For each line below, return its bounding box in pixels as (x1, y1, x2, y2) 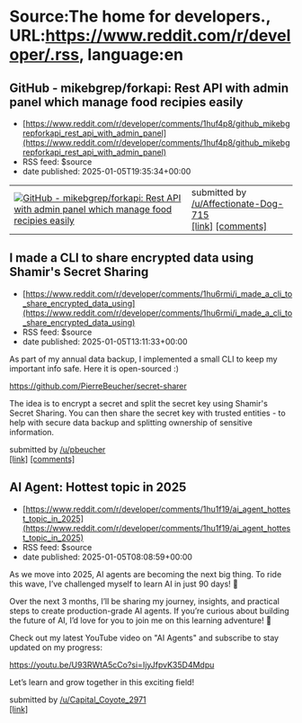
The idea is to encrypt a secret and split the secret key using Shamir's (9, 397, 268, 408)
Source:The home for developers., (9, 6, 271, 27)
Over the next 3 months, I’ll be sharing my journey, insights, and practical (9, 595, 280, 606)
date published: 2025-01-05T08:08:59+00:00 (22, 551, 193, 562)
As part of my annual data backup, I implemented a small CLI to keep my (9, 353, 278, 364)
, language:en (78, 45, 184, 65)
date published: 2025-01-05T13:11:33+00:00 (22, 335, 188, 347)
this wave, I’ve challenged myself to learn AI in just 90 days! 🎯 (9, 578, 238, 589)
